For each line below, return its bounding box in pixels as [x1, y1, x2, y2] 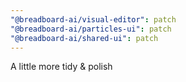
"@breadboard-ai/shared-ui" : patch [10, 33, 159, 43]
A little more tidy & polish [10, 61, 113, 73]
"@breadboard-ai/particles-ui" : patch [10, 24, 172, 34]
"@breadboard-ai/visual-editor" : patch [10, 14, 177, 25]
